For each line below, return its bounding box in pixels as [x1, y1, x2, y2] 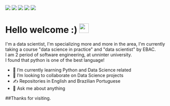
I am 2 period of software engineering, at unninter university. [5, 51, 132, 58]
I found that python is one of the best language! [5, 57, 105, 63]
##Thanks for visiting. [5, 95, 51, 101]
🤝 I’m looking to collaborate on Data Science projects [12, 72, 124, 78]
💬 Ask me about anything [12, 85, 65, 91]
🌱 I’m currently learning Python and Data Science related [12, 66, 131, 73]
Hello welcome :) [5, 24, 78, 36]
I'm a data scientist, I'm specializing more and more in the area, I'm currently [5, 41, 165, 47]
